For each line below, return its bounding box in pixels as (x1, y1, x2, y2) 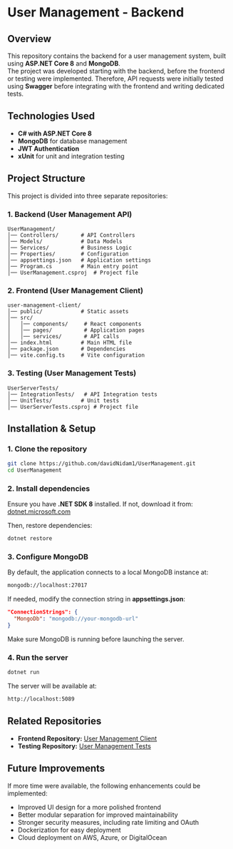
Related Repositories (7, 715, 102, 728)
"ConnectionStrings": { (7, 609, 78, 616)
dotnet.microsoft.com (7, 507, 71, 516)
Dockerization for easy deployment (17, 825, 121, 834)
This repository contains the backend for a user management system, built (7, 51, 227, 60)
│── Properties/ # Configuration (7, 250, 130, 258)
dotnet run (7, 668, 40, 676)
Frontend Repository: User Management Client (17, 734, 157, 743)
